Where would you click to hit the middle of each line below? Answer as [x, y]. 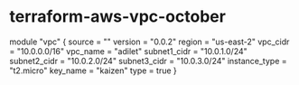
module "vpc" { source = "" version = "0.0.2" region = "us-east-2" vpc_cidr [149, 42]
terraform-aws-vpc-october [117, 17]
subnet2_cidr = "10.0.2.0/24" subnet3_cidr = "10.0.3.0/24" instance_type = [148, 61]
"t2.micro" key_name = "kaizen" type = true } [93, 71]
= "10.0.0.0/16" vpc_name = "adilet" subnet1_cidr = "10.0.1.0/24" [129, 51]
